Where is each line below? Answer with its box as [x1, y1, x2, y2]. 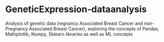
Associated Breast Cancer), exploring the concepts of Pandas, [28, 25, 160, 31]
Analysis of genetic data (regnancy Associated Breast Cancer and [5, 20, 143, 26]
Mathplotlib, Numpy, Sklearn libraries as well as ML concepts [5, 31, 133, 37]
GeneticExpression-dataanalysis [5, 4, 147, 15]
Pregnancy [5, 25, 28, 31]
